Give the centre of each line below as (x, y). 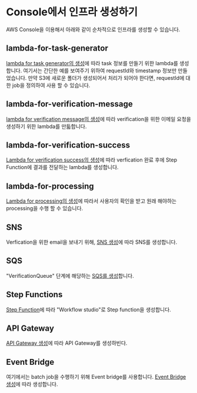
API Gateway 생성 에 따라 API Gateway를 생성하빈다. (67, 343)
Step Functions (34, 295)
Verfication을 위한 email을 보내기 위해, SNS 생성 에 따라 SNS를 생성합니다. (92, 242)
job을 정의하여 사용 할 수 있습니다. (51, 85)
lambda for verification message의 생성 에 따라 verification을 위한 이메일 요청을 (98, 119)
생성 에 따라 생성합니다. (32, 384)
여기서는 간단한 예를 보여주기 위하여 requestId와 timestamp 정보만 (100, 70)
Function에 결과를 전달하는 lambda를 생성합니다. (62, 167)
